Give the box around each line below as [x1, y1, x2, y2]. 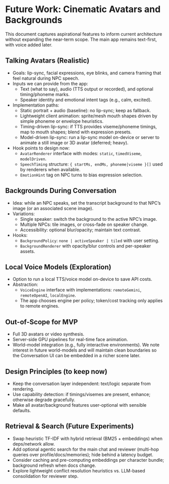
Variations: [12, 211, 35, 217]
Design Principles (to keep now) [5, 367, 107, 376]
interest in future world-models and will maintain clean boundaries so [12, 347, 157, 353]
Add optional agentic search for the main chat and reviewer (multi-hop [12, 446, 159, 452]
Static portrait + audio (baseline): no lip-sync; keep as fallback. [20, 107, 151, 113]
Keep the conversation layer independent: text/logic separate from [12, 380, 151, 386]
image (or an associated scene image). [12, 205, 94, 211]
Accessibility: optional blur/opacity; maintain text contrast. [20, 226, 141, 233]
